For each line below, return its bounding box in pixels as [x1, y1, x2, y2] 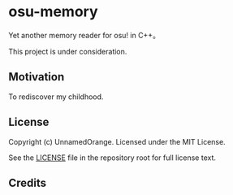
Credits [8, 175, 47, 189]
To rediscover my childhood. [8, 92, 104, 102]
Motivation [8, 70, 65, 84]
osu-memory [8, 2, 99, 21]
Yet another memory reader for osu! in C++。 [8, 30, 161, 40]
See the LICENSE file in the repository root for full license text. [8, 153, 217, 162]
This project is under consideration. [8, 46, 127, 56]
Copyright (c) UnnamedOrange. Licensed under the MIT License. [8, 136, 226, 146]
